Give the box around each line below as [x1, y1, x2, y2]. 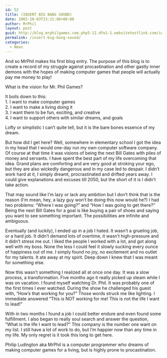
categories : [5, 40, 30, 45]
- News [9, 44, 23, 49]
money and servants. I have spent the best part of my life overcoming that [5, 155, 157, 161]
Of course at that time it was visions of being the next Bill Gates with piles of [5, 150, 162, 156]
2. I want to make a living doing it [5, 104, 73, 110]
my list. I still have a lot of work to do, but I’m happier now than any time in [5, 327, 157, 333]
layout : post [5, 26, 32, 31]
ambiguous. [5, 218, 30, 224]
